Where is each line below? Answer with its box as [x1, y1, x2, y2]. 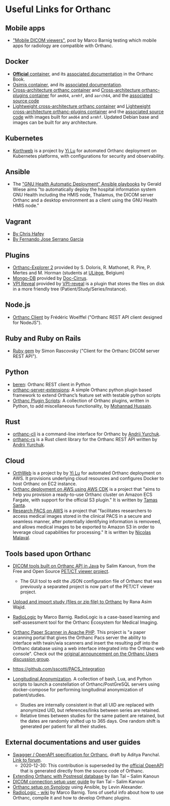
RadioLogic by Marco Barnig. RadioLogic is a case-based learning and [12, 614, 160, 620]
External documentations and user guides [5, 738, 141, 747]
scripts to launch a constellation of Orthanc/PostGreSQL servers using [12, 681, 160, 687]
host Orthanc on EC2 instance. [12, 481, 77, 487]
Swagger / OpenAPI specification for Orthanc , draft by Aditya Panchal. [12, 751, 160, 757]
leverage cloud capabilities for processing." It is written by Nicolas [12, 529, 151, 535]
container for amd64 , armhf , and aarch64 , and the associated [29, 92, 153, 98]
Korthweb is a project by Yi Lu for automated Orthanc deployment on [12, 147, 157, 153]
